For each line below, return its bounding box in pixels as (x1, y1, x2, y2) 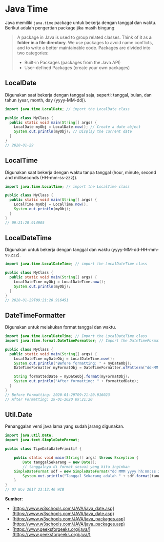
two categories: (17, 50, 49, 56)
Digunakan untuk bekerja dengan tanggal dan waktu (5, 246, 110, 253)
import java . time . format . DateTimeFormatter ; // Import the (5, 338, 128, 344)
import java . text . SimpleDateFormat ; (5, 438, 80, 443)
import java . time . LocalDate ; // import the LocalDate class (5, 106, 130, 111)
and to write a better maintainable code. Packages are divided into (17, 45, 151, 50)
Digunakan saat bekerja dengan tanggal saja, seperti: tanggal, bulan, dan (5, 92, 152, 98)
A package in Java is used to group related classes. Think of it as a (17, 34, 152, 40)
